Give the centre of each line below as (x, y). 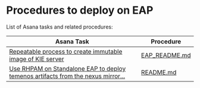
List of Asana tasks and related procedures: (60, 27)
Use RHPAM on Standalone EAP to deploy (68, 68)
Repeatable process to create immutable (66, 51)
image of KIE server (37, 59)
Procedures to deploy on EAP (80, 10)
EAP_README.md (166, 55)
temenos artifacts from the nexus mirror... (67, 76)
